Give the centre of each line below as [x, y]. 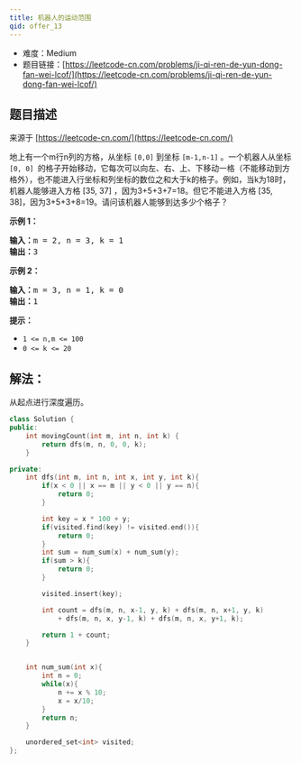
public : [24, 427]
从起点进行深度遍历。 [49, 402]
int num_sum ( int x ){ [64, 667]
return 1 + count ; [76, 635]
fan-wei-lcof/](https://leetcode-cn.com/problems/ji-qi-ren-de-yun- [147, 74]
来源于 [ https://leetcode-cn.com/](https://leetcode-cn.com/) [121, 138]
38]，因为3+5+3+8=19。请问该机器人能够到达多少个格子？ [119, 202]
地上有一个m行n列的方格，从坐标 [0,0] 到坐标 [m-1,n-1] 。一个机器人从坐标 [150, 157]
